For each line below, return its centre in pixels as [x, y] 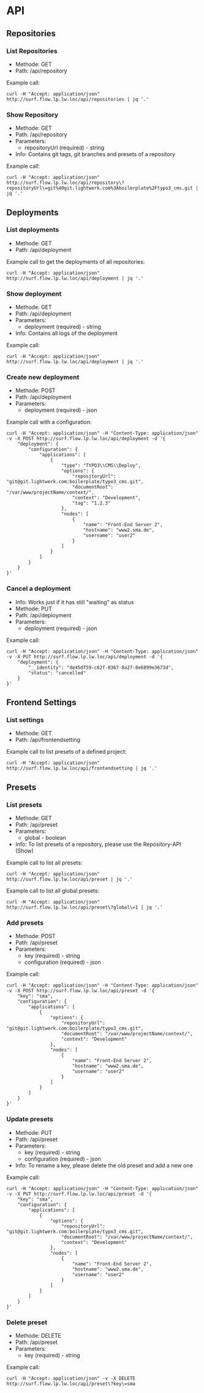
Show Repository [32, 114]
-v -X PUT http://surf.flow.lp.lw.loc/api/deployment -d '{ [85, 657]
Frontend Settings [41, 702]
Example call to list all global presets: [53, 891]
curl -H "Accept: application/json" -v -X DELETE [71, 1379]
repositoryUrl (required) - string [64, 148]
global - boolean [45, 838]
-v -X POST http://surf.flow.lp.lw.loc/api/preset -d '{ [81, 991]
